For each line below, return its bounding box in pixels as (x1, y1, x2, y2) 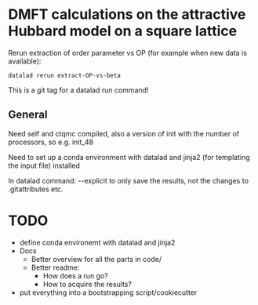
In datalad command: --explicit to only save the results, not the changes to (8, 176, 249, 185)
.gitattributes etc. (8, 184, 64, 194)
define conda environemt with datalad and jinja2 (19, 238, 176, 247)
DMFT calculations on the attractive (8, 5, 246, 24)
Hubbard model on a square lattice (8, 22, 238, 40)
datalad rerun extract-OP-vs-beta (8, 71, 122, 79)
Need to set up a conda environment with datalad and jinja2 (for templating (8, 152, 251, 162)
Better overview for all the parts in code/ (31, 254, 162, 263)
